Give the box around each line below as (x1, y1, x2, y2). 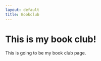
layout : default (5, 7, 39, 12)
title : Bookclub (5, 12, 39, 17)
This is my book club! (5, 33, 96, 45)
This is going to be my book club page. (5, 50, 86, 56)
